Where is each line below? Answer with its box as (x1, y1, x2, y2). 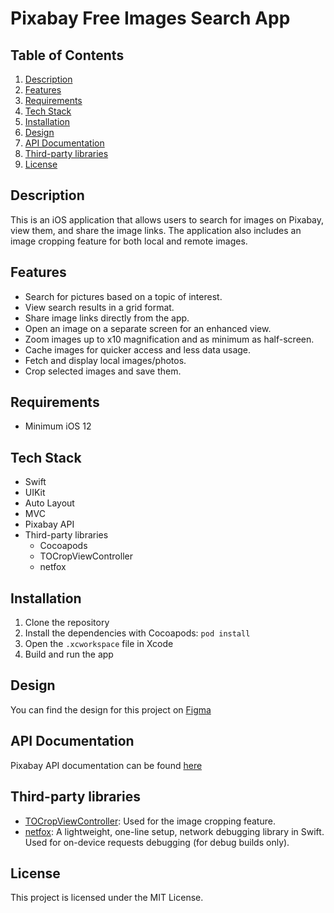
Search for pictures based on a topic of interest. (24, 290, 223, 302)
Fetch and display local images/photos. (24, 354, 187, 366)
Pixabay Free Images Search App (10, 7, 291, 30)
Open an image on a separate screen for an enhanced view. (24, 322, 272, 334)
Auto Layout (24, 497, 75, 509)
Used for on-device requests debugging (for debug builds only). (24, 836, 290, 848)
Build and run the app (24, 648, 114, 661)
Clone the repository (24, 617, 110, 629)
